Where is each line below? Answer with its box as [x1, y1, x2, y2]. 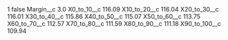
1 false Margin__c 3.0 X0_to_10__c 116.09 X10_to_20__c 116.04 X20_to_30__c [7, 5, 219, 13]
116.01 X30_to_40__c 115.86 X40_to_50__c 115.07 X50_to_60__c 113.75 [7, 12, 201, 20]
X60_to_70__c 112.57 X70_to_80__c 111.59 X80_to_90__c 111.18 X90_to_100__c [7, 20, 221, 28]
